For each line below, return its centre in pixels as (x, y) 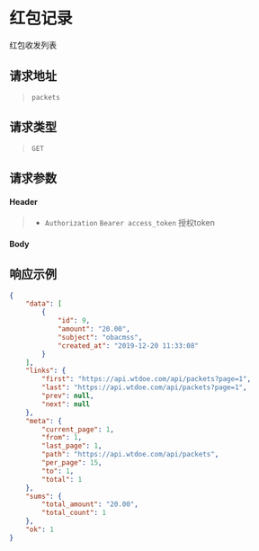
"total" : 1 (62, 479)
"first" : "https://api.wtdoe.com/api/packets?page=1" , (147, 379)
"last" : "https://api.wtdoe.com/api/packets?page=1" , (144, 387)
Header (23, 201)
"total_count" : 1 (74, 513)
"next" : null (66, 404)
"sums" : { (44, 496)
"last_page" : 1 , (72, 446)
